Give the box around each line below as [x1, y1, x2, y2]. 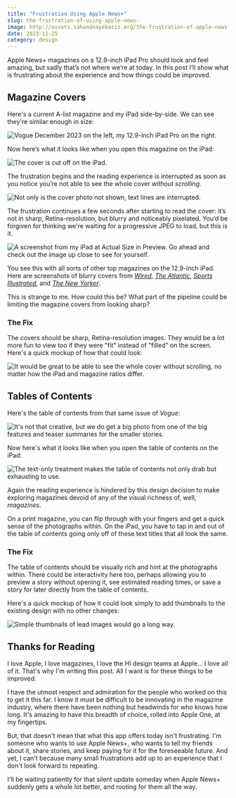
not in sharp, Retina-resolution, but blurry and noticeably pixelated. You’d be [7, 214, 228, 223]
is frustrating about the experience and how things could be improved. [7, 71, 211, 80]
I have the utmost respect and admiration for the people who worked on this [7, 688, 227, 697]
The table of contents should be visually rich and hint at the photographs [7, 563, 218, 571]
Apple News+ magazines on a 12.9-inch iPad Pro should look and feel [7, 56, 209, 64]
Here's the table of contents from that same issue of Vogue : [7, 409, 181, 418]
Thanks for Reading [7, 640, 96, 652]
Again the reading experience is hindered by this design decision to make [7, 486, 220, 494]
